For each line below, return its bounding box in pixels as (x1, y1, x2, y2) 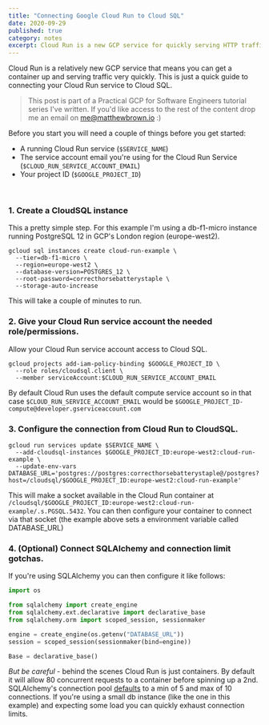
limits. (8, 709, 28, 719)
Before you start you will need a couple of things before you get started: (8, 129, 247, 138)
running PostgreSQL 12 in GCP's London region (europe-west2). (8, 231, 220, 241)
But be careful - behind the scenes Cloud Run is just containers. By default (8, 667, 255, 676)
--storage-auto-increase (15, 282, 98, 290)
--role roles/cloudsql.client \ (15, 367, 124, 375)
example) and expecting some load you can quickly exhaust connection (8, 701, 245, 711)
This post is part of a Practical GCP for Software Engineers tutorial (27, 96, 247, 106)
